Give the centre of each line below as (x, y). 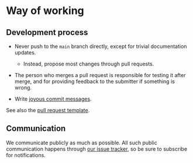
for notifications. (26, 155)
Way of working (45, 11)
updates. (25, 53)
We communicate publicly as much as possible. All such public (82, 143)
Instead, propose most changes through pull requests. (89, 64)
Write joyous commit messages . (53, 99)
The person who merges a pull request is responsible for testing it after (100, 75)
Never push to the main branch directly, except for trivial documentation (101, 46)
